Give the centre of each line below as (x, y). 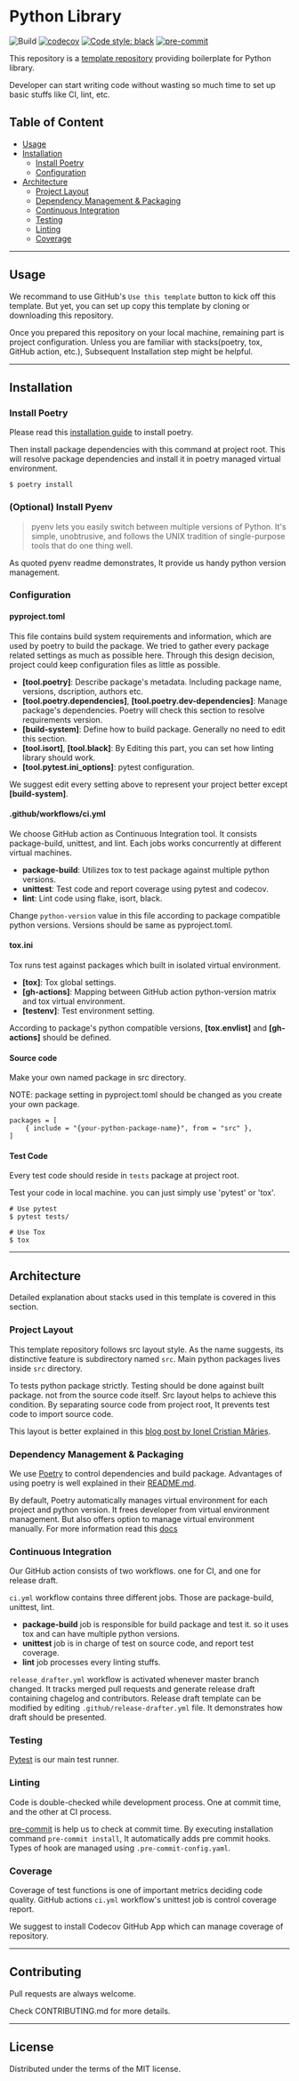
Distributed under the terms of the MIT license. (95, 2069)
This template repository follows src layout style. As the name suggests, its (146, 1349)
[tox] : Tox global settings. (69, 983)
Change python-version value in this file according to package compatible (145, 915)
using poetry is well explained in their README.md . (103, 1483)
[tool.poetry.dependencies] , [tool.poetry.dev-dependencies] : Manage (154, 700)
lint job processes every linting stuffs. (91, 1663)
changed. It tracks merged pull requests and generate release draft (132, 1689)
